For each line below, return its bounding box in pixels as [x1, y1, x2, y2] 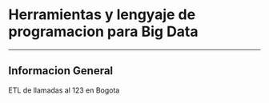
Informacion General [8, 64, 114, 77]
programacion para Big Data [8, 22, 199, 41]
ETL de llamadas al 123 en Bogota [8, 85, 120, 95]
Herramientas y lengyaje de [8, 6, 196, 24]
